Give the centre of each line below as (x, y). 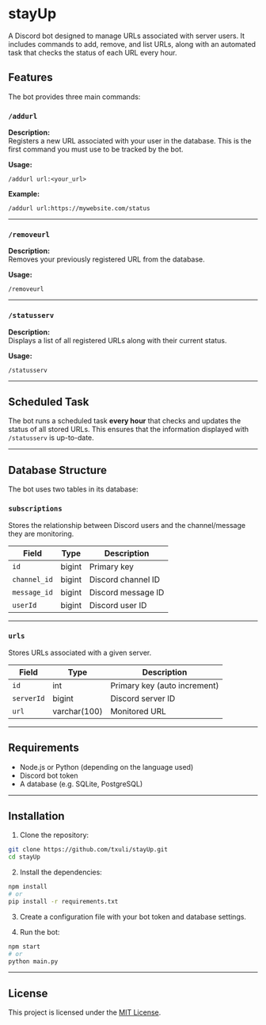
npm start (25, 947)
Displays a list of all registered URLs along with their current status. (118, 340)
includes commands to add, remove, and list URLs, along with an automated (132, 44)
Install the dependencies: (61, 872)
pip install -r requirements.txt (63, 901)
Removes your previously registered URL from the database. (107, 259)
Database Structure (57, 470)
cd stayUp (25, 857)
